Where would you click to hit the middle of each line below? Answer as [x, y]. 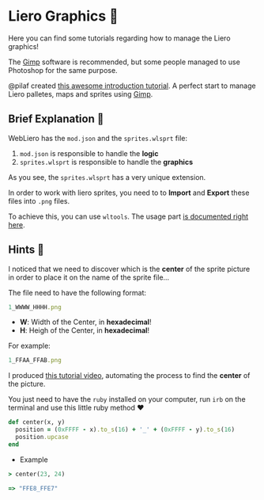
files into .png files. [39, 200]
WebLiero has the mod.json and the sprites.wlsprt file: [98, 138]
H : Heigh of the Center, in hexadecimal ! [85, 330]
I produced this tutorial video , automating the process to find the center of [129, 376]
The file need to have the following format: [77, 292]
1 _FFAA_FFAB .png [35, 361]
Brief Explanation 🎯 [56, 119]
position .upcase [42, 437]
